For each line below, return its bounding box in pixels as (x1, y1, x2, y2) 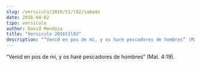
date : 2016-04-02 (6, 14, 50, 20)
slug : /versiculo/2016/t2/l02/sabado (6, 8, 100, 15)
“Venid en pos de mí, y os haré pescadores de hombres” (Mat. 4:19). (6, 53, 175, 60)
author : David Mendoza (6, 25, 63, 32)
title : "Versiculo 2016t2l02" (6, 31, 82, 37)
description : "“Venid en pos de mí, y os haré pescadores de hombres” (6, 37, 186, 43)
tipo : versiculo (6, 20, 47, 26)
